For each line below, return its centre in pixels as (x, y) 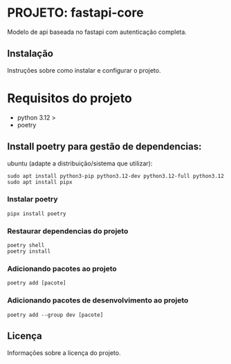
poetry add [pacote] (37, 283)
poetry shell (26, 246)
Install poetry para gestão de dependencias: (104, 147)
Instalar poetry (33, 199)
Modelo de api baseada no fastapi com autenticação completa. (97, 32)
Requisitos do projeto (70, 98)
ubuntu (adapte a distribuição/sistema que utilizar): (80, 163)
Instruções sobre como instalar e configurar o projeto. (84, 70)
